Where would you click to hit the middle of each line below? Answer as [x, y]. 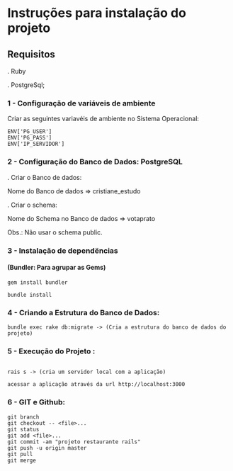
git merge [22, 460]
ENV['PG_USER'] [30, 132]
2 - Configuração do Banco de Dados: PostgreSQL [95, 162]
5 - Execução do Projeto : [51, 351]
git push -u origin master [47, 448]
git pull [20, 454]
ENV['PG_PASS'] [30, 138]
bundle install [30, 295]
